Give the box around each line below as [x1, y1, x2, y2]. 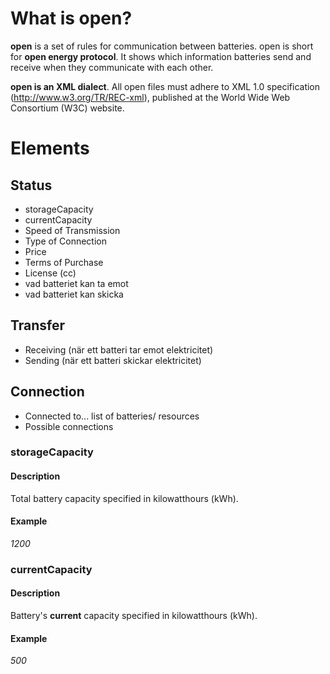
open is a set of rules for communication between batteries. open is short [10, 40, 314, 52]
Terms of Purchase [24, 256, 104, 268]
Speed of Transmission [24, 224, 121, 236]
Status [10, 177, 53, 194]
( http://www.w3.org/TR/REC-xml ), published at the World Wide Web [10, 91, 291, 103]
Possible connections [24, 420, 114, 432]
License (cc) [24, 267, 77, 279]
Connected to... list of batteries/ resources [24, 410, 200, 422]
